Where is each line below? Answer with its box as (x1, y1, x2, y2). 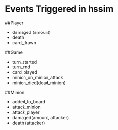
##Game (5, 49, 23, 55)
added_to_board (12, 98, 46, 104)
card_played (12, 69, 38, 75)
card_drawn (12, 39, 37, 45)
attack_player (12, 109, 40, 115)
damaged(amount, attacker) (12, 114, 69, 120)
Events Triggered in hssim (5, 3, 114, 15)
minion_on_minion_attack (12, 74, 63, 80)
